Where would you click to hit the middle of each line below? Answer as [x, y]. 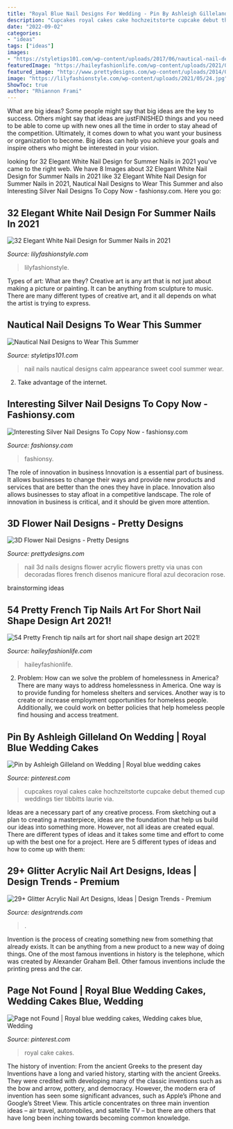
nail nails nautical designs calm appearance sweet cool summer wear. [124, 369]
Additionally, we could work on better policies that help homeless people [121, 707]
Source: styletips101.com [43, 355]
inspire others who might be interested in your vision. [83, 148]
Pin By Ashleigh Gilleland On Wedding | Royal [107, 737]
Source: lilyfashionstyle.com [48, 254]
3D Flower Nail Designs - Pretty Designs [95, 523]
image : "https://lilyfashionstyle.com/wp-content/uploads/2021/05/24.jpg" [118, 78]
